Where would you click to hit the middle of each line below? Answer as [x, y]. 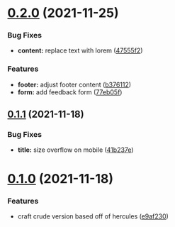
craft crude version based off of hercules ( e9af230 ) [93, 216]
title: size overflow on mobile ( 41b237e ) [75, 150]
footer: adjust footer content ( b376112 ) [74, 84]
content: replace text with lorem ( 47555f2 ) [80, 50]
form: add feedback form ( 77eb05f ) [70, 92]
